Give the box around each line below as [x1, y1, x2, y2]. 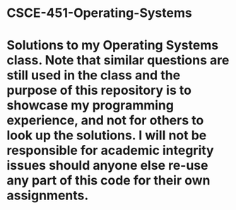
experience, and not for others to [6, 112, 204, 129]
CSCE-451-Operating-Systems [6, 5, 192, 21]
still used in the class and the [6, 67, 181, 83]
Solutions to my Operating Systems [6, 37, 219, 54]
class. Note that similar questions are [6, 52, 230, 69]
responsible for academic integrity [6, 143, 214, 158]
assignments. [6, 187, 89, 204]
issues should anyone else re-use [6, 158, 208, 174]
